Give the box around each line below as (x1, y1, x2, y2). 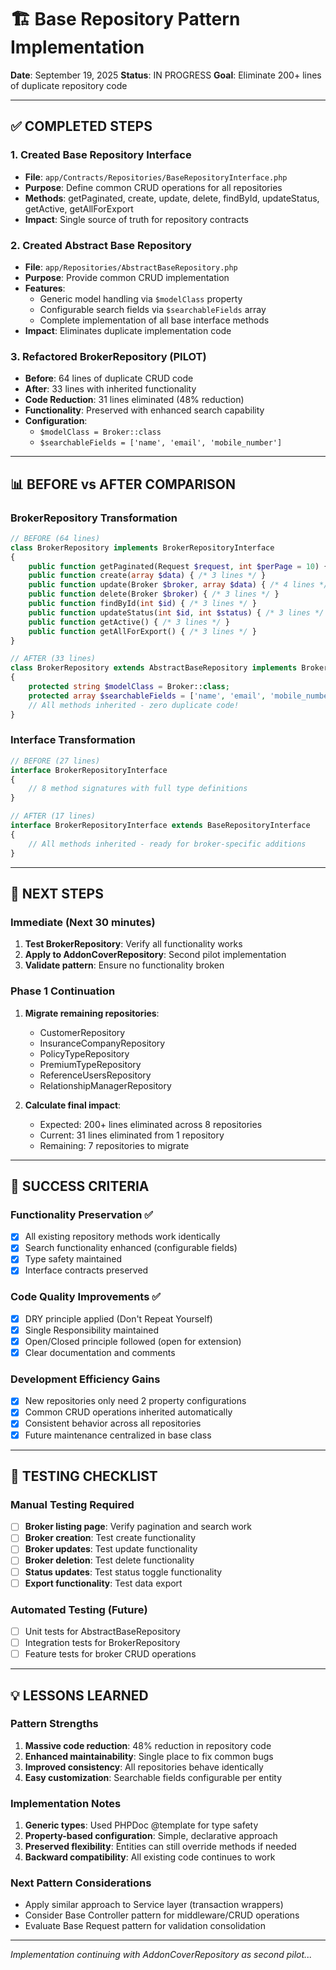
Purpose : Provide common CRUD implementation (24, 271, 230, 283)
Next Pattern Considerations (10, 1876, 152, 1890)
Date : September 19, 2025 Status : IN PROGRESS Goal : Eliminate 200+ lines (10, 69, 322, 81)
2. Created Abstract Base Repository (10, 238, 192, 252)
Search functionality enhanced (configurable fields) (24, 1242, 238, 1254)
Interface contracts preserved (24, 1264, 149, 1276)
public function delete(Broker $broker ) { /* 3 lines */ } (28, 589, 280, 600)
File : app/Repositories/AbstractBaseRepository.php (24, 261, 238, 273)
